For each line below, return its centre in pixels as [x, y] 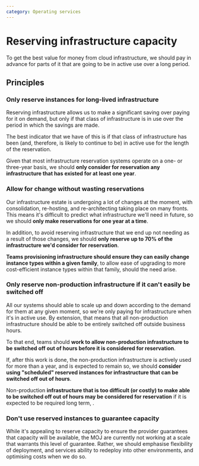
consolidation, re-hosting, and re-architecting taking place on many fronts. [97, 208]
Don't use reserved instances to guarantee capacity [83, 418]
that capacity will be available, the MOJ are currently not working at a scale [98, 437]
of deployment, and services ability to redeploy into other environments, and [100, 451]
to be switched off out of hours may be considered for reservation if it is [97, 396]
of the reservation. [29, 149]
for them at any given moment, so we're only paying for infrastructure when [99, 311]
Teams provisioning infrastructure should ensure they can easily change [98, 257]
